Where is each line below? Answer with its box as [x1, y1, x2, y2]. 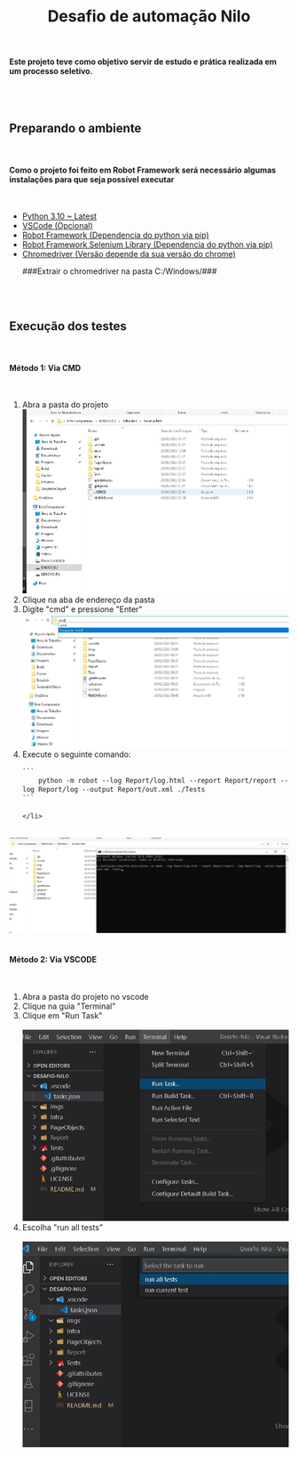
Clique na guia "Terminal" [21, 1001, 116, 1011]
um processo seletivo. [9, 65, 93, 76]
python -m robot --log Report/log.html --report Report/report [38, 777, 277, 785]
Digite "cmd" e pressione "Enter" [21, 604, 143, 615]
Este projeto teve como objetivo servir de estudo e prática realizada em [9, 56, 278, 67]
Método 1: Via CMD [9, 362, 82, 373]
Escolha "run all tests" [21, 1222, 104, 1233]
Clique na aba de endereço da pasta [21, 594, 155, 606]
